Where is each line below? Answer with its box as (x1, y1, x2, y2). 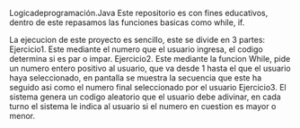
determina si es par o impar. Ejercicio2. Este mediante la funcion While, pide (9, 54, 291, 64)
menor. (9, 111, 36, 121)
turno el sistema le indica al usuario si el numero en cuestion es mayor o (9, 101, 277, 111)
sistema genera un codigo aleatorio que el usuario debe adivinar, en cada (9, 91, 281, 102)
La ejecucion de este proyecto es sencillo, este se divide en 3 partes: (9, 35, 266, 45)
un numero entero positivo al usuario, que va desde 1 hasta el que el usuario (9, 63, 291, 73)
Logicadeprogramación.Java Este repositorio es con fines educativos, (9, 8, 269, 18)
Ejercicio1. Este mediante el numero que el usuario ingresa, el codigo (9, 44, 263, 55)
